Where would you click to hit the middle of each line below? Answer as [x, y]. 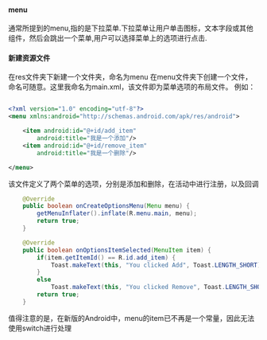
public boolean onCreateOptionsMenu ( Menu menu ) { [106, 206]
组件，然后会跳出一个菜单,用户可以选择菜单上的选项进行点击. [108, 38]
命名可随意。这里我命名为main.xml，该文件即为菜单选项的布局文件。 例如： [132, 87]
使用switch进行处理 [40, 328]
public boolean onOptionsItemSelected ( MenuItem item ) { [117, 250]
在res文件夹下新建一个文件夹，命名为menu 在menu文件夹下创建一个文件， [130, 77]
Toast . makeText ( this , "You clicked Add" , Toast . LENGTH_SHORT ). [157, 265]
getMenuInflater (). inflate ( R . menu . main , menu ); [117, 213]
